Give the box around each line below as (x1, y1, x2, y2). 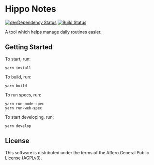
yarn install (5, 65, 31, 70)
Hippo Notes (5, 3, 57, 15)
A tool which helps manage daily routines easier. (5, 29, 102, 35)
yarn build (5, 83, 27, 88)
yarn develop (5, 123, 31, 128)
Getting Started (5, 43, 53, 52)
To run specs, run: (5, 92, 42, 98)
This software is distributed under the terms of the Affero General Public (5, 149, 149, 155)
